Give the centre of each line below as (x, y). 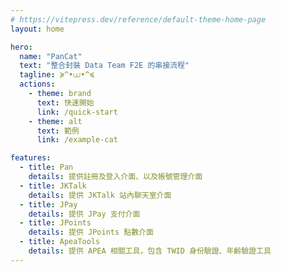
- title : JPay (48, 204)
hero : (21, 47)
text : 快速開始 (65, 102)
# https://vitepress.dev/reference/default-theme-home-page (138, 19)
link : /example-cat (77, 140)
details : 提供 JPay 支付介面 (84, 214)
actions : (37, 84)
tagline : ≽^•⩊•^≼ (57, 75)
